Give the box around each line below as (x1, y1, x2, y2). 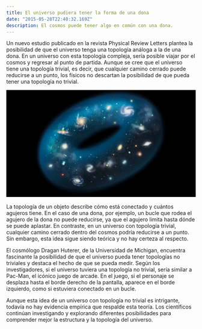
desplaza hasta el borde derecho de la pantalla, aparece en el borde (6, 278, 176, 286)
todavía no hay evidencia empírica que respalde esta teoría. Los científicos (6, 303, 192, 310)
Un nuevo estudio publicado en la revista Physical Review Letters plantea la (6, 40, 194, 47)
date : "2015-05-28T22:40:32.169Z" (6, 16, 93, 22)
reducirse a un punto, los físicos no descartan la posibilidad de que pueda (6, 72, 190, 79)
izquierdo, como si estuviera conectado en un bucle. (6, 285, 136, 292)
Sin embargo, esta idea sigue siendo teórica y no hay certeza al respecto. (6, 235, 189, 242)
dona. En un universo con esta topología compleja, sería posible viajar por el (6, 52, 195, 60)
